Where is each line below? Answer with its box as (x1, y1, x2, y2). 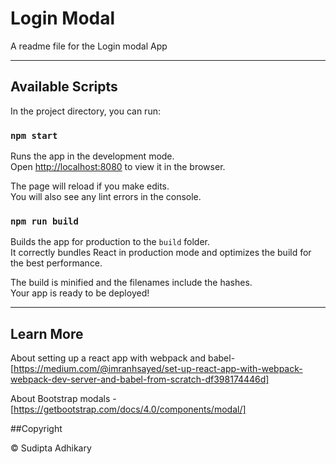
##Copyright (10, 423, 63, 435)
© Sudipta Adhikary (10, 442, 92, 454)
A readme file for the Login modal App (10, 40, 168, 52)
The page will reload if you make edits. (10, 180, 170, 192)
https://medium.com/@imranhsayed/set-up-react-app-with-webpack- (13, 363, 303, 375)
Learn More (10, 325, 84, 342)
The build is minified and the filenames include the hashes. (10, 277, 253, 289)
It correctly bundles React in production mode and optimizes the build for (10, 247, 312, 259)
